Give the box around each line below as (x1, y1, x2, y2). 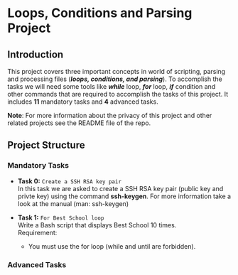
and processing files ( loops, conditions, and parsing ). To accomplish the (7, 75, 222, 83)
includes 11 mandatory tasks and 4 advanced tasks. (7, 97, 158, 106)
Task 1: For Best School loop (17, 213, 104, 222)
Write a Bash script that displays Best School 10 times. (17, 220, 177, 229)
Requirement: (17, 228, 58, 237)
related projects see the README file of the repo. (7, 119, 151, 127)
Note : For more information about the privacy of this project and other (7, 112, 212, 119)
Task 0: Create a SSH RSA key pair (17, 176, 122, 185)
